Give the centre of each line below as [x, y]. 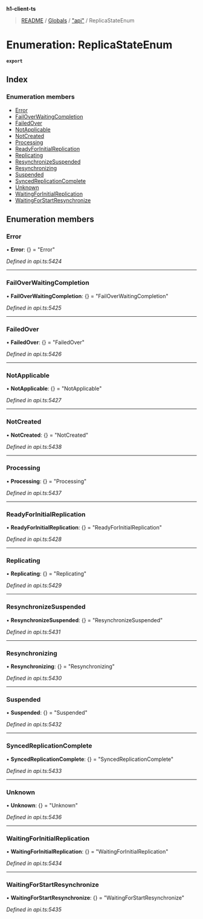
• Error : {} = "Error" [31, 250]
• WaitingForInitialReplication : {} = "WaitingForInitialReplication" [87, 852]
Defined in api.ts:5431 [34, 632]
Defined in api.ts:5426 [34, 354]
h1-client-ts [21, 9]
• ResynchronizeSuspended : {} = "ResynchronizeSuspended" [85, 620]
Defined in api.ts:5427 [34, 400]
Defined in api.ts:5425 [34, 308]
